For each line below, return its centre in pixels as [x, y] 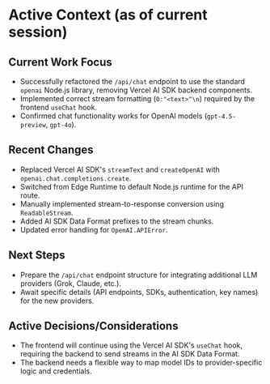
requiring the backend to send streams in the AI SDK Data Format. [130, 354]
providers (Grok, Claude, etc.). [70, 283]
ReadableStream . [47, 212]
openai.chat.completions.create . [76, 178]
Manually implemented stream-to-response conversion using [122, 203]
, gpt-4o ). [61, 124]
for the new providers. [57, 301]
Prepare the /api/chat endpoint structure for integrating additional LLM [139, 275]
